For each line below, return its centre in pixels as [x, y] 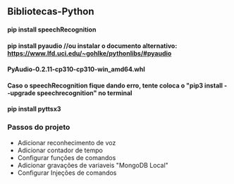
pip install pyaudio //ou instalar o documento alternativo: [92, 46]
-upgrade [21, 93]
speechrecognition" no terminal [85, 93]
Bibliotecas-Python [51, 12]
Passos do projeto [39, 128]
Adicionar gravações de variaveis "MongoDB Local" [93, 165]
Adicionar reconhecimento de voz [67, 142]
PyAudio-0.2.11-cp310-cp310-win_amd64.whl [76, 69]
